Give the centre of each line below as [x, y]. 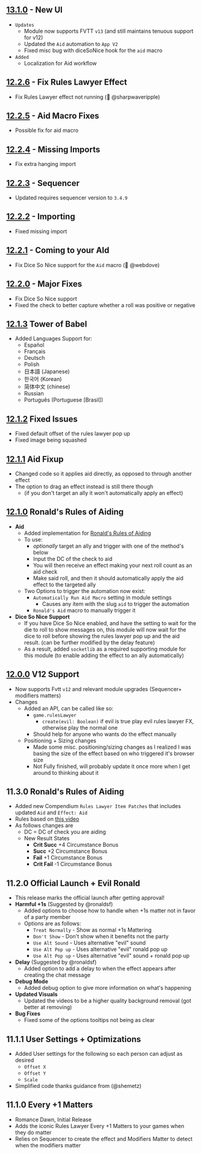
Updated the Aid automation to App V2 [71, 44]
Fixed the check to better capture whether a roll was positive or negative [105, 305]
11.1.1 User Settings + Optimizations [74, 1039]
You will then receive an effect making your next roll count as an [112, 565]
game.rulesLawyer [55, 715]
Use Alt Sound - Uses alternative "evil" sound [89, 943]
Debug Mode [31, 981]
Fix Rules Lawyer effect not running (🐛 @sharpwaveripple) [87, 97]
